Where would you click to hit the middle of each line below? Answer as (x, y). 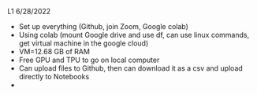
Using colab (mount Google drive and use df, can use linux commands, (134, 35)
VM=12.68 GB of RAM (54, 51)
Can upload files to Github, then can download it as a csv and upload (131, 68)
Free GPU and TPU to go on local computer (89, 60)
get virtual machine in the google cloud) (84, 43)
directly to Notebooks (54, 77)
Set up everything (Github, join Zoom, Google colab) (103, 26)
